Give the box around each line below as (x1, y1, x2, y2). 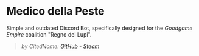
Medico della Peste (6, 4, 105, 18)
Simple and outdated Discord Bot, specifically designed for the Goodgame (6, 24, 193, 32)
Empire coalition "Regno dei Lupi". (6, 30, 92, 38)
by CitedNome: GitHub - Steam (21, 43, 100, 50)
